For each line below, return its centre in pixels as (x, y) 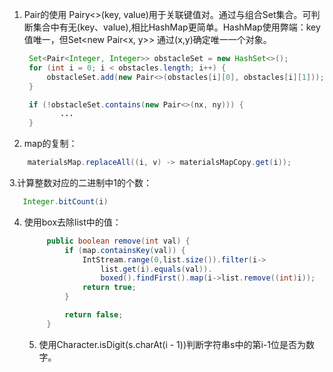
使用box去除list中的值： (72, 222)
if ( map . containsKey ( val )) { (125, 250)
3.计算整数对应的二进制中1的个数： (81, 182)
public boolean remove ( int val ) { (118, 241)
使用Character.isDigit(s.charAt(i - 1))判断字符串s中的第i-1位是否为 (172, 344)
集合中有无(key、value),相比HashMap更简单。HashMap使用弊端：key (176, 27)
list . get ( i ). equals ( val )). (156, 269)
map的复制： (50, 144)
